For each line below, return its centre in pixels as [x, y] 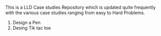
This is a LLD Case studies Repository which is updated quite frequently [80, 7]
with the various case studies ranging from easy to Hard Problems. [75, 13]
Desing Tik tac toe [32, 28]
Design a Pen [26, 23]
